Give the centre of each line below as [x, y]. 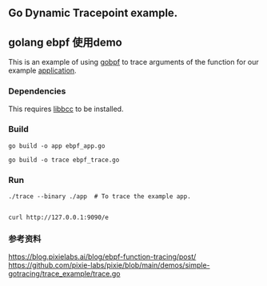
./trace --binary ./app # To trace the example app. [100, 197]
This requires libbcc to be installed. [66, 109]
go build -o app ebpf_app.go [57, 146]
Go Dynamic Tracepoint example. [93, 13]
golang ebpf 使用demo [65, 42]
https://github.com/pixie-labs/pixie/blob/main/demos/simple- [109, 265]
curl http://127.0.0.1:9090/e [59, 218]
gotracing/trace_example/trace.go [64, 274]
